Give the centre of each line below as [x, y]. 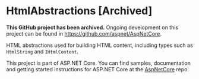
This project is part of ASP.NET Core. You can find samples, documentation [99, 63]
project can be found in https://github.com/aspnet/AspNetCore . [84, 33]
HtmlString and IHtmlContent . [42, 51]
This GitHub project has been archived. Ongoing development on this [92, 27]
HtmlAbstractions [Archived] [79, 11]
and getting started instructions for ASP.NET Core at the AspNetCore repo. [97, 69]
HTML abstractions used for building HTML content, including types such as [99, 45]
